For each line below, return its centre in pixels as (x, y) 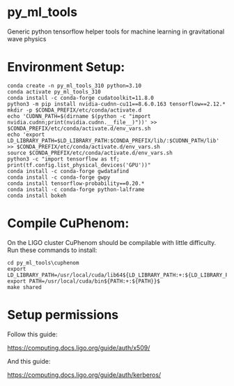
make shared (24, 287)
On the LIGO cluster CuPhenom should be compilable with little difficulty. (112, 242)
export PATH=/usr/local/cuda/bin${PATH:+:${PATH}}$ (84, 281)
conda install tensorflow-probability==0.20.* (76, 183)
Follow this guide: (32, 334)
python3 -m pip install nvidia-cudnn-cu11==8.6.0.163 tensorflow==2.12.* (117, 104)
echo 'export (26, 134)
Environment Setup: (66, 67)
